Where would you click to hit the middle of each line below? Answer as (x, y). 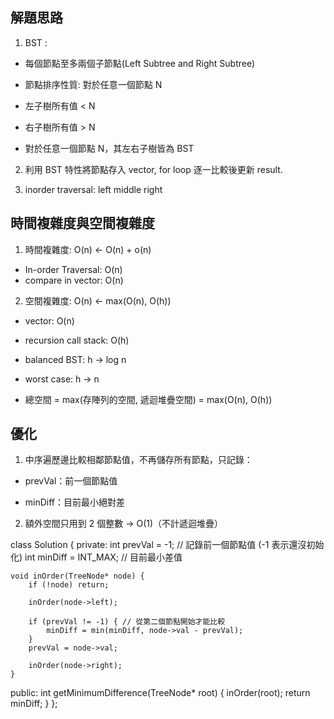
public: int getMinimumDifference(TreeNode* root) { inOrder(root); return (160, 693)
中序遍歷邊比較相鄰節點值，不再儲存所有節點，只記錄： (138, 460)
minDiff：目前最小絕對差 (75, 502)
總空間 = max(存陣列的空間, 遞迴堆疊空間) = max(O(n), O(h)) (148, 399)
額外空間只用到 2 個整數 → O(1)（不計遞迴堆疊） (124, 524)
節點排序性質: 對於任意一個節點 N (93, 84)
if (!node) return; (69, 585)
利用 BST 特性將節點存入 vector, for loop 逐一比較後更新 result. (153, 169)
